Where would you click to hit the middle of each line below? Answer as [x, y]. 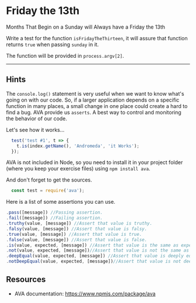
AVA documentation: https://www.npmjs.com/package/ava [85, 294]
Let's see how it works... [35, 130]
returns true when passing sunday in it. [52, 44]
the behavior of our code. [37, 119]
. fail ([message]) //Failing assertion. [55, 218]
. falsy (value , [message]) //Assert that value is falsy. [77, 229]
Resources [26, 279]
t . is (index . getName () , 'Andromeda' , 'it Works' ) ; [78, 146]
